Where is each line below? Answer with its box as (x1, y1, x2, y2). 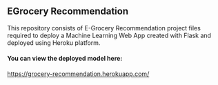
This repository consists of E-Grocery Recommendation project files (7, 23, 201, 32)
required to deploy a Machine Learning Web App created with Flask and (7, 31, 212, 39)
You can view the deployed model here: (7, 55, 123, 63)
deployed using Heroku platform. (7, 38, 101, 47)
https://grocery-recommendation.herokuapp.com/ (7, 70, 150, 78)
